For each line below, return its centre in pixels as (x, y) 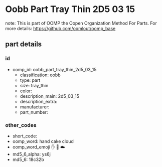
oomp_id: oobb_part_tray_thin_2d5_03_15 (54, 69)
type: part (30, 80)
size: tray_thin (34, 85)
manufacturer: (35, 107)
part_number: (34, 112)
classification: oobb (40, 75)
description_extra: (39, 101)
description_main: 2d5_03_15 (49, 96)
